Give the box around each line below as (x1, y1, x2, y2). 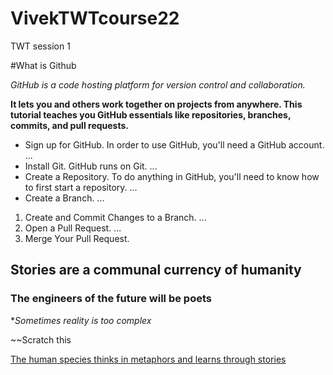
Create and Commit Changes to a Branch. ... (24, 211, 207, 223)
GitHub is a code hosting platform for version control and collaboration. (10, 78, 306, 91)
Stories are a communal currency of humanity (10, 262, 302, 279)
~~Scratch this (10, 333, 72, 346)
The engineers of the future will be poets (10, 292, 212, 306)
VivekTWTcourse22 (10, 7, 180, 30)
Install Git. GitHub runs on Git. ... (24, 160, 158, 172)
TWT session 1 (10, 40, 71, 52)
